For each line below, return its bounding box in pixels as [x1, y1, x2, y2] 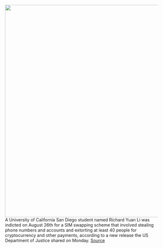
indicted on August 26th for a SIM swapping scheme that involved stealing [5, 222, 154, 228]
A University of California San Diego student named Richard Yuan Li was [5, 217, 150, 223]
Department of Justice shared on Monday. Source [5, 238, 105, 243]
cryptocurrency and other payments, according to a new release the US [5, 232, 149, 238]
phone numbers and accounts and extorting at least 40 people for [5, 227, 137, 233]
